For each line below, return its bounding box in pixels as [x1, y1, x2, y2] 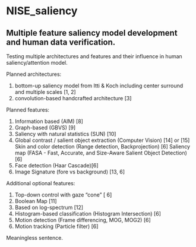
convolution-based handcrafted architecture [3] [14, 95, 132, 102]
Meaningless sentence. [6, 235, 64, 241]
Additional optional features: [6, 180, 75, 186]
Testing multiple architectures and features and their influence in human [6, 53, 182, 60]
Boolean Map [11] [14, 198, 58, 204]
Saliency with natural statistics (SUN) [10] [14, 131, 116, 137]
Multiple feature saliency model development [6, 28, 178, 38]
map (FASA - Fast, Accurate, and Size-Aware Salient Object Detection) [14, 150, 187, 156]
